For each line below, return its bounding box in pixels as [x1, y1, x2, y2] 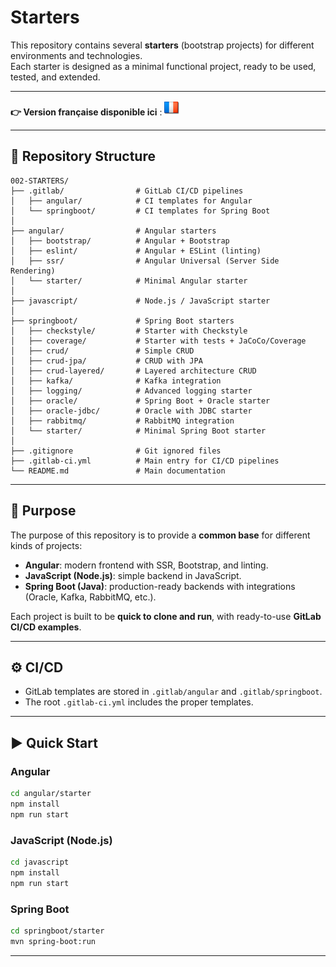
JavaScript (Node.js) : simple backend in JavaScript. [24, 569, 242, 581]
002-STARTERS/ [10, 176, 70, 186]
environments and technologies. [10, 49, 143, 61]
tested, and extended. [10, 71, 101, 83]
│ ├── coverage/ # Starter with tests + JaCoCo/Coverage [10, 336, 307, 346]
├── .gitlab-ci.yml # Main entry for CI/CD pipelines [10, 456, 280, 466]
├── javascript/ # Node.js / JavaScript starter [10, 296, 271, 306]
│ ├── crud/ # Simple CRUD [10, 346, 195, 356]
